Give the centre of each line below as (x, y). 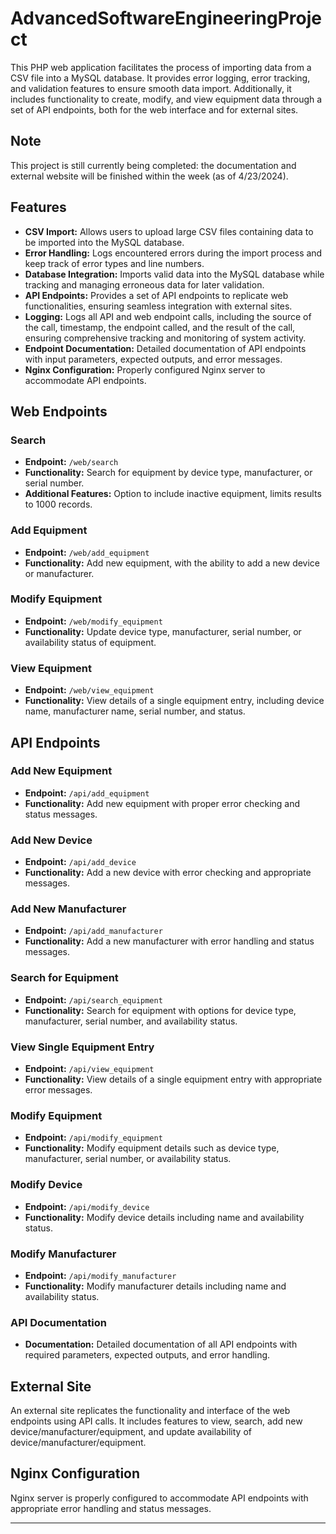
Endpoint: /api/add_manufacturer (93, 931)
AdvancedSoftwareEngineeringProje (166, 18)
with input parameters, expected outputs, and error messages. (153, 359)
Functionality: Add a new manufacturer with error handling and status (169, 941)
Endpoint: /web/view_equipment (89, 690)
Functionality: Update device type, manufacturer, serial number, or (163, 631)
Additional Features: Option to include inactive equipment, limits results (173, 494)
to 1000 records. (58, 504)
